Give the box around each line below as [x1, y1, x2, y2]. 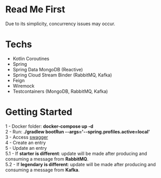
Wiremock [12, 83, 35, 89]
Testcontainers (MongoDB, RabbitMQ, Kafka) [12, 88, 108, 94]
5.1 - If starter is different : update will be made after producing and [5, 150, 147, 156]
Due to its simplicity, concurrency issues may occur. [5, 21, 115, 27]
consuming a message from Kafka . [5, 167, 80, 173]
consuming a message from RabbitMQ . [5, 155, 89, 162]
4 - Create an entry [5, 140, 46, 146]
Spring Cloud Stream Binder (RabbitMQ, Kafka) [12, 72, 112, 78]
